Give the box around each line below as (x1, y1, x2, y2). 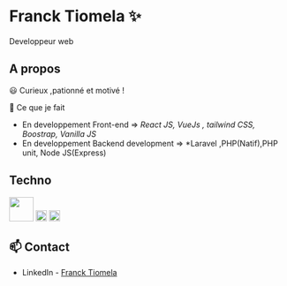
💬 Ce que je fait (9, 102, 65, 112)
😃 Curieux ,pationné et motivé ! (9, 85, 125, 95)
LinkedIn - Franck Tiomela (21, 267, 117, 278)
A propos (9, 62, 61, 77)
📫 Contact (9, 239, 71, 254)
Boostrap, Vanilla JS (21, 128, 97, 139)
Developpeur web (9, 35, 74, 46)
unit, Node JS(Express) (21, 147, 107, 158)
